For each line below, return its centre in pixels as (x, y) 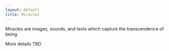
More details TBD (23, 43)
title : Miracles (22, 14)
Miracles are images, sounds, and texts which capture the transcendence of (85, 28)
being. (12, 34)
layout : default (22, 10)
